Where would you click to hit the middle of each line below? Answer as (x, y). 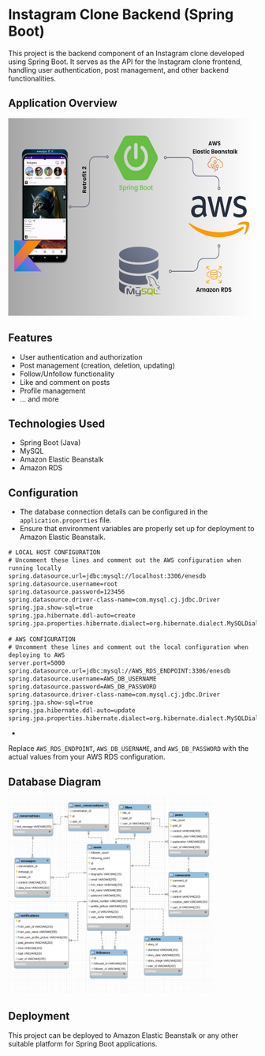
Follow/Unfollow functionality (67, 374)
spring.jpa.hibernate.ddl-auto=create (72, 616)
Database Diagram (55, 781)
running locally (35, 568)
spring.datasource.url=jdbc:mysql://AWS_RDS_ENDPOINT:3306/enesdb (119, 671)
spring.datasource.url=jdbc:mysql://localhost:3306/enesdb (107, 576)
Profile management (52, 390)
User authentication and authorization (81, 356)
